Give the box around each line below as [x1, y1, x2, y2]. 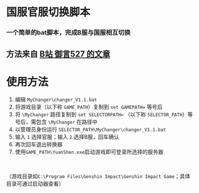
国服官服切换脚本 [6, 5, 91, 19]
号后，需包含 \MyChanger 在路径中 [14, 118, 98, 126]
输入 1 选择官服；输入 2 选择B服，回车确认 [14, 133, 120, 141]
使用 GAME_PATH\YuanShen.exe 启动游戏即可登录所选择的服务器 [14, 148, 164, 156]
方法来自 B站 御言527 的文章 [6, 49, 111, 59]
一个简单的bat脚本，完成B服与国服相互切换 [6, 28, 131, 37]
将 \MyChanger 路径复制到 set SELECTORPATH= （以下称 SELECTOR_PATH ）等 [14, 111, 193, 118]
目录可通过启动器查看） [6, 180, 64, 188]
